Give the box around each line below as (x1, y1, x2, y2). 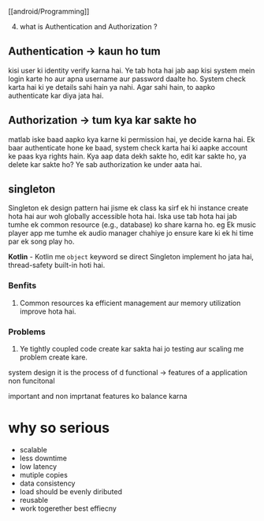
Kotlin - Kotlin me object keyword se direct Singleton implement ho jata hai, (8, 252, 255, 262)
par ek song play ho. (8, 236, 75, 247)
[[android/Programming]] (8, 7, 90, 16)
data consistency (19, 478, 76, 488)
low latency (19, 461, 58, 471)
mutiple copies (19, 470, 69, 479)
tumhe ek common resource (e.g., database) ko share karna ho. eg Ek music (8, 220, 257, 229)
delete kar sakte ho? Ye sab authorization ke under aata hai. (8, 159, 203, 169)
